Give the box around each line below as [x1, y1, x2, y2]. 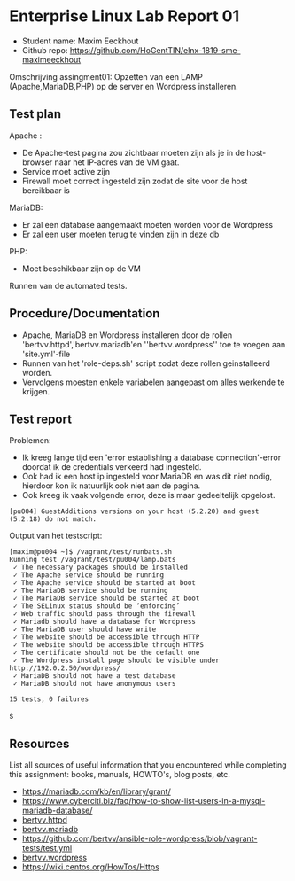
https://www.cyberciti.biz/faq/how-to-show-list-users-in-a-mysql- [21, 796, 266, 807]
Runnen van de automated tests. [9, 280, 128, 291]
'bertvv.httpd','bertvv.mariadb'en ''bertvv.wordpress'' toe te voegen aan [21, 339, 286, 349]
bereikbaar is [21, 184, 71, 196]
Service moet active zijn [21, 166, 111, 176]
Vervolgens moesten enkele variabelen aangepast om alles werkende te [21, 377, 285, 387]
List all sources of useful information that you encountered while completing [9, 760, 287, 770]
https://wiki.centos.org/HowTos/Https [21, 862, 159, 872]
